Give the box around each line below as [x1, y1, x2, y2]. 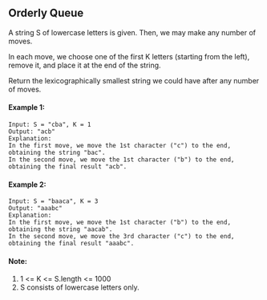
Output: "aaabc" [8, 205, 63, 213]
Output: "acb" [8, 128, 56, 136]
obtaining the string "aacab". [8, 225, 113, 233]
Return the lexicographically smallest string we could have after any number [8, 75, 260, 85]
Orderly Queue [8, 6, 84, 20]
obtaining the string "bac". [8, 148, 106, 157]
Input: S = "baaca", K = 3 [8, 197, 99, 205]
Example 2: [8, 180, 47, 189]
